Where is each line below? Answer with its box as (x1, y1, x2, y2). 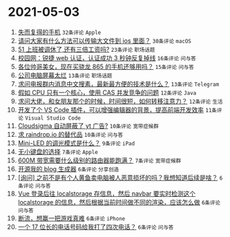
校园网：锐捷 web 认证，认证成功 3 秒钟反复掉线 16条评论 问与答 (17, 53, 196, 62)
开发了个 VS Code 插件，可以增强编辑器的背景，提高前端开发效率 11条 (17, 105, 217, 114)
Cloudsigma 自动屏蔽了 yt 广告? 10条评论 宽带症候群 (17, 122, 160, 130)
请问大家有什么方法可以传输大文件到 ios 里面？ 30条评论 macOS (17, 36, 192, 45)
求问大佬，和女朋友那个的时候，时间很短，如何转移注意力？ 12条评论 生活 (17, 97, 223, 105)
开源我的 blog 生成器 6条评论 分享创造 (17, 164, 119, 173)
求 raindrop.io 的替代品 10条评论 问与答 (17, 130, 124, 138)
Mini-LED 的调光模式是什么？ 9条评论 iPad (17, 139, 135, 147)
